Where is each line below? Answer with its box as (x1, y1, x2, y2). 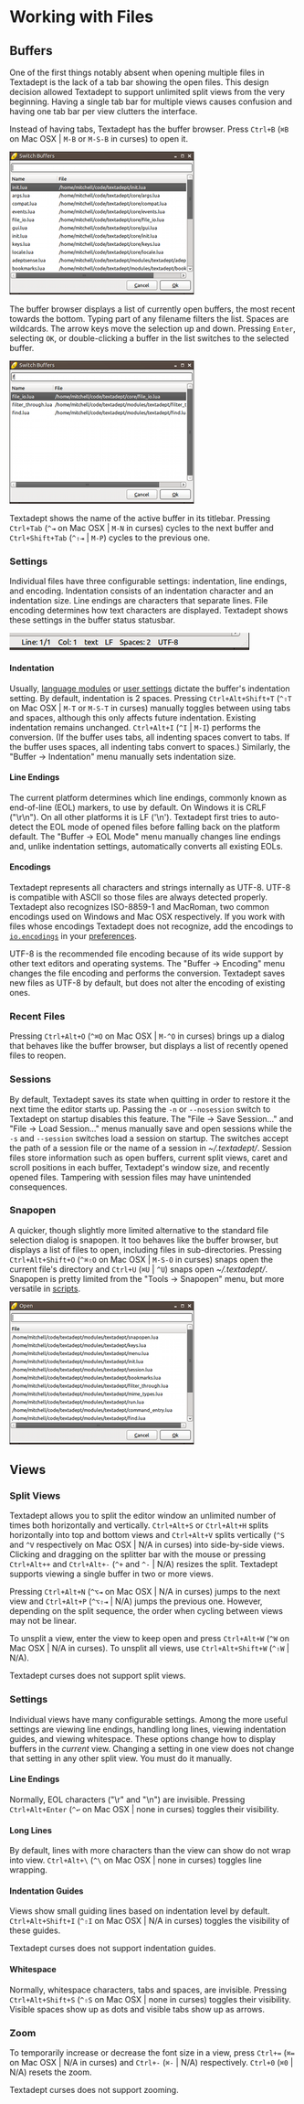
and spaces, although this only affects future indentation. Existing (9, 711, 257, 723)
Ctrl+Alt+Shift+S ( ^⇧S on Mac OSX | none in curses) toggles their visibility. (9, 1993, 292, 2004)
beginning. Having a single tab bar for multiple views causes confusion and (9, 96, 293, 107)
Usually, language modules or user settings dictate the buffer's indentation (9, 683, 290, 694)
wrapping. (9, 1864, 48, 1875)
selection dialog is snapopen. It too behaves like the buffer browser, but (9, 1234, 278, 1245)
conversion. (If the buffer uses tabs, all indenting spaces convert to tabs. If (9, 732, 290, 742)
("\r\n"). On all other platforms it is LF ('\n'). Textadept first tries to (9, 811, 257, 822)
